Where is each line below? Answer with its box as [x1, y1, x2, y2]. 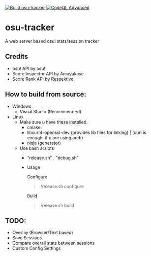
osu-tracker [5, 22, 55, 33]
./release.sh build [39, 202, 75, 208]
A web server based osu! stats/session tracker [5, 38, 99, 44]
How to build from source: [5, 90, 87, 98]
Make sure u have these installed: [19, 119, 88, 125]
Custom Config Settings [12, 245, 61, 251]
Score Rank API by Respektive [12, 76, 74, 82]
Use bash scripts [19, 145, 54, 151]
